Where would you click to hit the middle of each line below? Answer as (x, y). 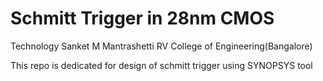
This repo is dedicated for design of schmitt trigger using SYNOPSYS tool (161, 65)
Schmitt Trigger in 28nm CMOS (142, 18)
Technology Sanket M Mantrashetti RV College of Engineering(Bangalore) (161, 46)
